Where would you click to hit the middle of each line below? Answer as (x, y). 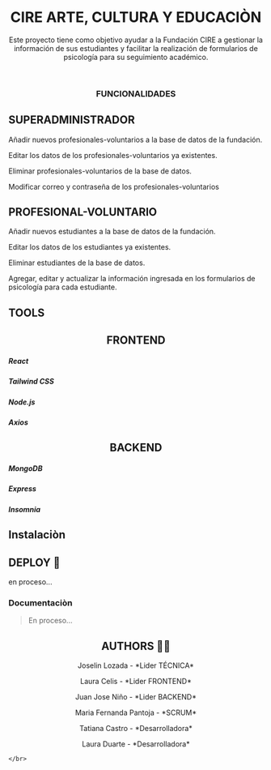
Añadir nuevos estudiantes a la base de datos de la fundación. (112, 232)
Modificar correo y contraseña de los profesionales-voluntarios (114, 186)
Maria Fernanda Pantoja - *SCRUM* (136, 712)
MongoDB (25, 468)
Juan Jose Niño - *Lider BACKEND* (136, 697)
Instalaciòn (37, 535)
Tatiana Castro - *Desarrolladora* (136, 729)
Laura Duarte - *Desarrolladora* (136, 744)
